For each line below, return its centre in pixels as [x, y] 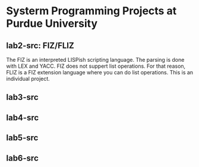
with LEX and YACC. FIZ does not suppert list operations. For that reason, [96, 66]
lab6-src [22, 158]
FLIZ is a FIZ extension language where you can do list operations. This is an [100, 72]
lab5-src [22, 138]
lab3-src [22, 97]
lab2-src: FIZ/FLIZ [40, 45]
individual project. [28, 79]
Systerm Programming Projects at [91, 11]
